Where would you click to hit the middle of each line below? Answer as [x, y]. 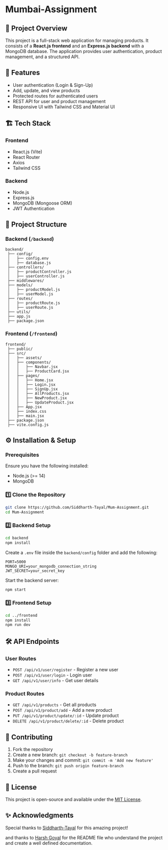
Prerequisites [22, 455]
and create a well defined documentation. [49, 843]
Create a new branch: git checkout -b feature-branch [70, 755]
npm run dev [18, 625]
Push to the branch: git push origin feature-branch [68, 766]
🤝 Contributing [29, 737]
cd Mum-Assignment [25, 512]
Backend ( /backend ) [30, 239]
